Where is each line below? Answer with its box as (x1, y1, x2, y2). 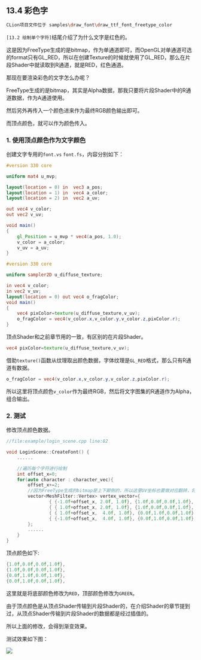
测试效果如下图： (6, 635, 48, 642)
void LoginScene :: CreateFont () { (6, 449, 90, 455)
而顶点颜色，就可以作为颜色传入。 (6, 119, 90, 127)
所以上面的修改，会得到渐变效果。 (6, 622, 90, 629)
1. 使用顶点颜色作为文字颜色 (6, 136, 86, 144)
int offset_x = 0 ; (17, 471, 58, 477)
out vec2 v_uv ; (6, 212, 44, 218)
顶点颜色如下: (6, 549, 40, 556)
